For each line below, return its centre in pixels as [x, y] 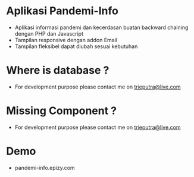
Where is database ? [58, 70]
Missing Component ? [62, 111]
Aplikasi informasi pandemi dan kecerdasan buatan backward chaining [101, 27]
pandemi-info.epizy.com [45, 167]
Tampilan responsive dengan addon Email [66, 40]
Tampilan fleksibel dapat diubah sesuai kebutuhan [76, 46]
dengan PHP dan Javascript [49, 33]
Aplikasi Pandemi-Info [62, 11]
